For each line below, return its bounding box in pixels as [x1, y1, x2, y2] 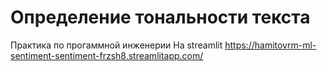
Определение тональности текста [10, 6, 311, 29]
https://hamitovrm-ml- [224, 39, 317, 51]
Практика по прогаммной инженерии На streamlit [10, 39, 223, 51]
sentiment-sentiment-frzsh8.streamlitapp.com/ [10, 49, 204, 61]
